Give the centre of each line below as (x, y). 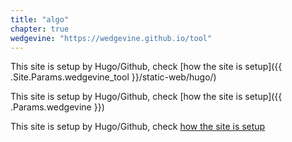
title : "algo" (40, 19)
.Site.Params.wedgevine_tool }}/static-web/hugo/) (113, 77)
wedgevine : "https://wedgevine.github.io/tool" (111, 38)
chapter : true (40, 29)
